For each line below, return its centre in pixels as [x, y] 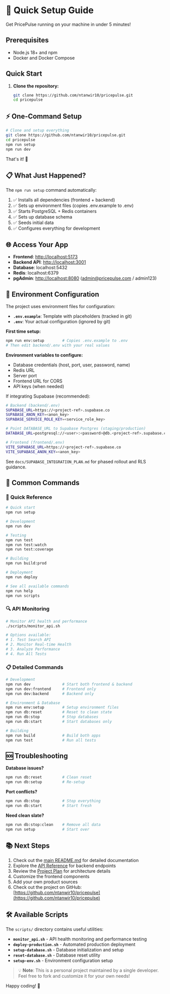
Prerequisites [27, 40]
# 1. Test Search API [29, 640]
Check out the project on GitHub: [47, 887]
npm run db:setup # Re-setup [45, 782]
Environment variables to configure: [44, 355]
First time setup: [23, 331]
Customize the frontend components [51, 877]
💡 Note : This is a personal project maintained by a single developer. [88, 970]
